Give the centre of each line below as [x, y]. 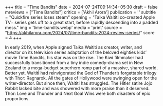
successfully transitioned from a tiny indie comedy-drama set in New [74, 63]
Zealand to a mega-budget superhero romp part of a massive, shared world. [81, 68]
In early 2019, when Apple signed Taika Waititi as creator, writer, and [73, 47]
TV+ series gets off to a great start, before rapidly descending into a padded [81, 22]
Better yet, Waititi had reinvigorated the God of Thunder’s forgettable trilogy [81, 73]
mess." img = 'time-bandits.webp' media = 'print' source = [64, 28]
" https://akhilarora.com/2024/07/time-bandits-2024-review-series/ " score [80, 33]
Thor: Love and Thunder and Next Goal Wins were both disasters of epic [78, 93]
